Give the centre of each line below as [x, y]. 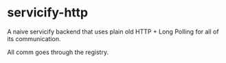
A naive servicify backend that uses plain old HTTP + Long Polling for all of [113, 32]
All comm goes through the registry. [58, 52]
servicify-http [47, 13]
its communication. [34, 38]
